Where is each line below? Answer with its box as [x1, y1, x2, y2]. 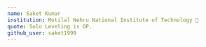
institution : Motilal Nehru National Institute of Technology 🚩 [7, 17, 199, 23]
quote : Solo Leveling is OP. [7, 23, 92, 30]
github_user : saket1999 [7, 29, 77, 37]
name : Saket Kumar [7, 10, 61, 17]
